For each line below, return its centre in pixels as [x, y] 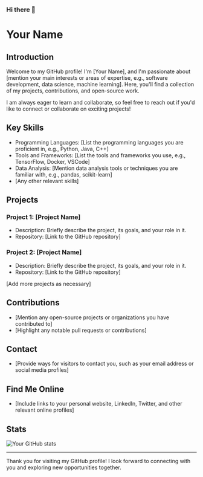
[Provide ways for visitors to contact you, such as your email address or [104, 364]
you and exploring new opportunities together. [64, 467]
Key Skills [25, 128]
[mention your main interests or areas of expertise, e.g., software [87, 77]
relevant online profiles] [44, 410]
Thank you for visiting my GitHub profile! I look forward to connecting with [98, 461]
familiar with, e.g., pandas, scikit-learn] [64, 174]
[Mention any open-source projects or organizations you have [92, 317]
